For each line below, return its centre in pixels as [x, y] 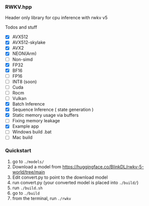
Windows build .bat [32, 132]
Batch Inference [29, 104]
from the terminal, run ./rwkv [42, 198]
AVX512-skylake [29, 43]
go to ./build [26, 193]
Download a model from [37, 166]
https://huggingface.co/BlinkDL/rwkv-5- [103, 166]
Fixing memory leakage [36, 121]
